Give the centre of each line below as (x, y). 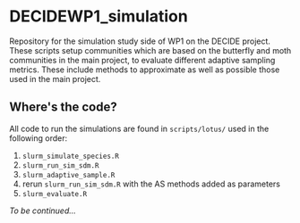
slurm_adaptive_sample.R (69, 175)
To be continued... (43, 211)
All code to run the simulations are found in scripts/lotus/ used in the (139, 128)
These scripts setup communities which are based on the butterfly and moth (150, 50)
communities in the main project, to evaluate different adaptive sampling (142, 60)
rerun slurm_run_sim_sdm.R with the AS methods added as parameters (151, 184)
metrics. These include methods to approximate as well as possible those (145, 70)
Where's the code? (64, 107)
